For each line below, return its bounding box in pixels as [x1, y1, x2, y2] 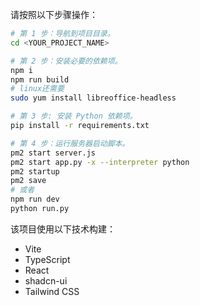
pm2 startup [10, 166, 60, 177]
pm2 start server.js [10, 148, 97, 158]
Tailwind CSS [24, 285, 80, 297]
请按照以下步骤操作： [10, 9, 98, 20]
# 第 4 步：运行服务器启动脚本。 [10, 138, 130, 148]
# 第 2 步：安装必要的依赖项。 [10, 56, 123, 66]
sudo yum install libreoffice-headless [10, 93, 177, 103]
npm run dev [10, 194, 60, 205]
